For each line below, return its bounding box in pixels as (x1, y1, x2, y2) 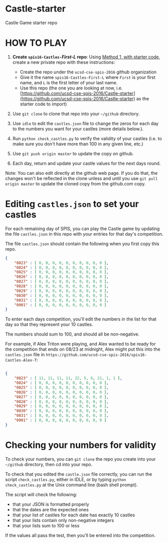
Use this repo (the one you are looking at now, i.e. (20, 85, 123, 91)
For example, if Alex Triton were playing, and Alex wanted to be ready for (5, 341, 156, 347)
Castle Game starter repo (5, 20, 58, 26)
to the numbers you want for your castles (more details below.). (12, 126, 144, 132)
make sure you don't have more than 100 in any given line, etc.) (12, 141, 144, 147)
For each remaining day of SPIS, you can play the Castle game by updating (5, 226, 160, 232)
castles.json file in (5, 352, 45, 358)
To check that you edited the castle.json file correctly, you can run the (5, 471, 152, 477)
